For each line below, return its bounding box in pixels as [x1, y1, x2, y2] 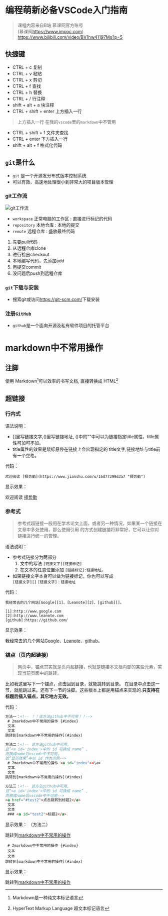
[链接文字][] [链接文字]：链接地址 [12, 580, 76, 585]
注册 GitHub [5, 310, 31, 317]
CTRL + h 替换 [12, 89, 42, 95]
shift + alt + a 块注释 [12, 101, 54, 108]
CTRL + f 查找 [12, 83, 41, 89]
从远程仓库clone [12, 245, 46, 251]
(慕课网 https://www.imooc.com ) [17, 28, 84, 34]
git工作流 [5, 192, 27, 199]
